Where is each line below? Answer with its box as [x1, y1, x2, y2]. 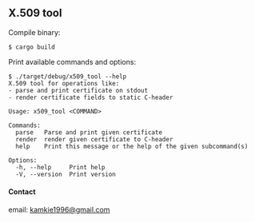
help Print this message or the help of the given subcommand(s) [15, 142, 249, 150]
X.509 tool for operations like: [8, 79, 120, 87]
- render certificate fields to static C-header [8, 93, 173, 101]
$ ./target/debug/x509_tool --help [8, 72, 127, 81]
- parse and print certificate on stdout [8, 86, 149, 94]
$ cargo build [8, 43, 56, 51]
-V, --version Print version [15, 170, 116, 178]
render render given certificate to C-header [15, 135, 173, 143]
